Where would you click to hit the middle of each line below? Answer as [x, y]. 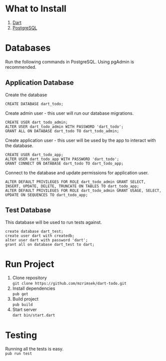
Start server [25, 310]
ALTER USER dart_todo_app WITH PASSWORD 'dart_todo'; [62, 159]
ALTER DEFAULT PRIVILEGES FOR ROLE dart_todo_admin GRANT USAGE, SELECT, [83, 190]
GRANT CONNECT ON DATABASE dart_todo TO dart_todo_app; [64, 163]
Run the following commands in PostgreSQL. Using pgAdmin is [70, 62]
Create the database [26, 95]
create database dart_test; [34, 231]
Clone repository [30, 278]
